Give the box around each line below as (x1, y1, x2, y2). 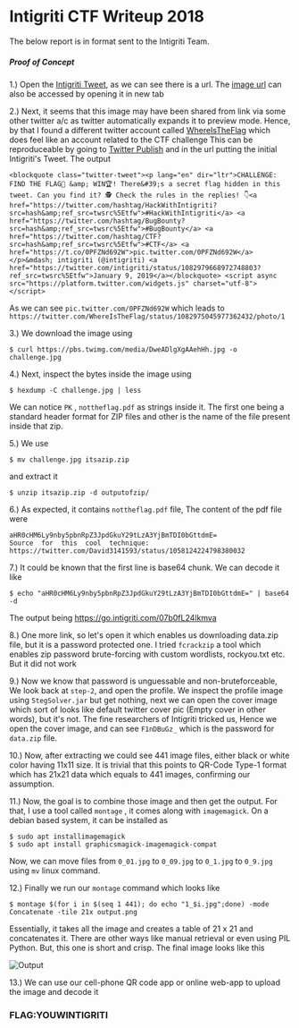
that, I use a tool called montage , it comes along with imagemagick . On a (9, 805, 270, 816)
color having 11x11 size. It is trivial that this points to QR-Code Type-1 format (9, 759, 287, 770)
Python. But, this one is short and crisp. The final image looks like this (9, 942, 265, 953)
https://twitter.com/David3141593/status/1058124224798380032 (9, 546, 245, 556)
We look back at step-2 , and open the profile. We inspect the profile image (9, 684, 284, 695)
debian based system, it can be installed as (9, 814, 168, 825)
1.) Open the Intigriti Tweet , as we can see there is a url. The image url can (9, 79, 283, 89)
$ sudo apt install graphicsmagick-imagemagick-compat (9, 839, 218, 849)
